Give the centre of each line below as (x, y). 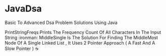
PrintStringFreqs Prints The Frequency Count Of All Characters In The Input (83, 32)
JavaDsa (23, 9)
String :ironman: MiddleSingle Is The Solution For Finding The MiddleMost (81, 37)
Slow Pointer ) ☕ (22, 48)
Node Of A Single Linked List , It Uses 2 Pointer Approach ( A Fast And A (80, 42)
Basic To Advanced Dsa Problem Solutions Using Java (61, 22)
